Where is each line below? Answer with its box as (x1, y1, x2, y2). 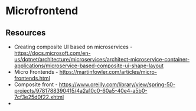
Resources (5, 28, 46, 38)
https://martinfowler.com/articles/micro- (59, 68, 158, 75)
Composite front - (14, 81, 58, 88)
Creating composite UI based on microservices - (14, 43, 133, 50)
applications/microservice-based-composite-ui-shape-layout (14, 62, 164, 69)
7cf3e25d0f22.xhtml (14, 93, 64, 100)
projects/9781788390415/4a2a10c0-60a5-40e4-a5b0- (14, 87, 148, 94)
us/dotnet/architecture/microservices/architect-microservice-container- (14, 56, 190, 63)
